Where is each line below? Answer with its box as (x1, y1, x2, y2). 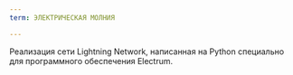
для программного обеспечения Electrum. (9, 55, 174, 66)
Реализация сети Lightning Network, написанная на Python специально (9, 46, 285, 57)
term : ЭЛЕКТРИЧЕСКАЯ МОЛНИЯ (9, 13, 116, 23)
